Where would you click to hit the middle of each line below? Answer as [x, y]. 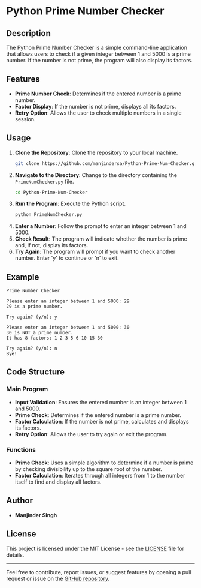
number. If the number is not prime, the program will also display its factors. [99, 60]
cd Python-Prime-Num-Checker [51, 192]
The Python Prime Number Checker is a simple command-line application [97, 47]
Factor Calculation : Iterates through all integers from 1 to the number [100, 476]
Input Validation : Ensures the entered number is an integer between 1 [101, 402]
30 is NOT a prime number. [40, 333]
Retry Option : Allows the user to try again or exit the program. [91, 434]
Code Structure [35, 372]
